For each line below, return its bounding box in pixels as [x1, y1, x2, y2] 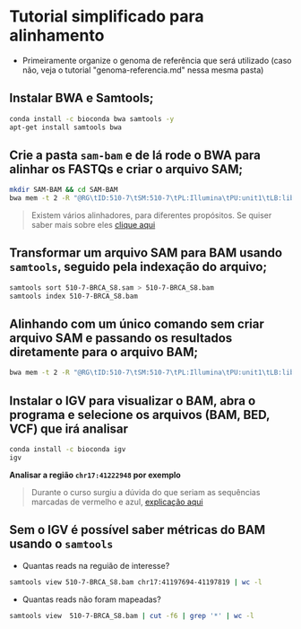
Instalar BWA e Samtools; [9, 91, 154, 106]
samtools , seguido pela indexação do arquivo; [9, 259, 267, 275]
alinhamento [9, 25, 105, 46]
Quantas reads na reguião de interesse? [21, 560, 170, 571]
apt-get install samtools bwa [9, 123, 123, 132]
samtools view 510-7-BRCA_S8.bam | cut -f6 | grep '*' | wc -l [9, 611, 254, 620]
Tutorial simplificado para [9, 6, 204, 27]
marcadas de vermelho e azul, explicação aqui [30, 496, 203, 507]
